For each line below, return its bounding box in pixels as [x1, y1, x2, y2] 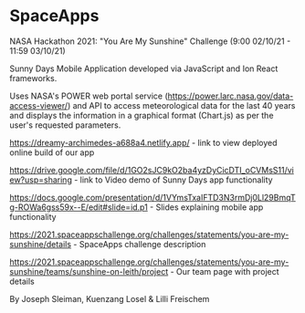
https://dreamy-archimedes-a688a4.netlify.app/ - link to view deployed [9, 137, 278, 148]
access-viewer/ [9, 99, 68, 110]
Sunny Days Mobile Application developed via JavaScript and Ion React [9, 63, 279, 74]
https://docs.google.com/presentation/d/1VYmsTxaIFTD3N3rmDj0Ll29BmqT [9, 192, 297, 203]
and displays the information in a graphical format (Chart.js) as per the [9, 110, 274, 120]
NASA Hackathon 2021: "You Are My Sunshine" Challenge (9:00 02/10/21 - [9, 36, 291, 47]
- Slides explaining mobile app [149, 202, 264, 213]
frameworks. [9, 72, 58, 83]
